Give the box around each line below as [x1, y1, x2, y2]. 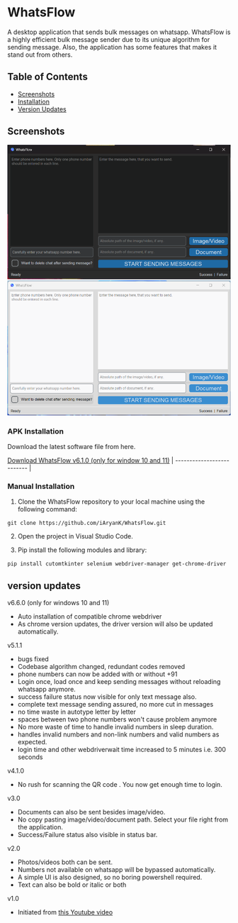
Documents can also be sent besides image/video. [17, 808, 166, 817]
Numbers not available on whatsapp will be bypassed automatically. [17, 866, 216, 874]
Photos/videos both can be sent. [17, 858, 113, 866]
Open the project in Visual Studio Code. [17, 532, 133, 541]
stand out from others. [7, 50, 73, 59]
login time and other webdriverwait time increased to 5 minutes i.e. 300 [17, 746, 227, 754]
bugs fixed [17, 655, 50, 663]
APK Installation [7, 426, 64, 436]
